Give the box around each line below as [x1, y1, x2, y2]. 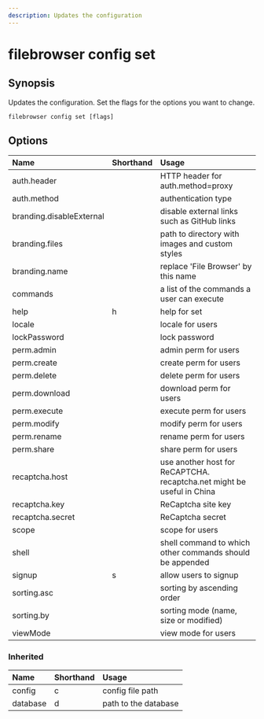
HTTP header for [159, 171, 222, 182]
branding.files [12, 238, 63, 249]
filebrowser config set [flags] [8, 112, 114, 120]
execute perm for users [159, 406, 247, 417]
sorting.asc [12, 588, 53, 599]
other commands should [159, 548, 250, 559]
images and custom [159, 238, 233, 249]
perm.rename [12, 431, 62, 442]
